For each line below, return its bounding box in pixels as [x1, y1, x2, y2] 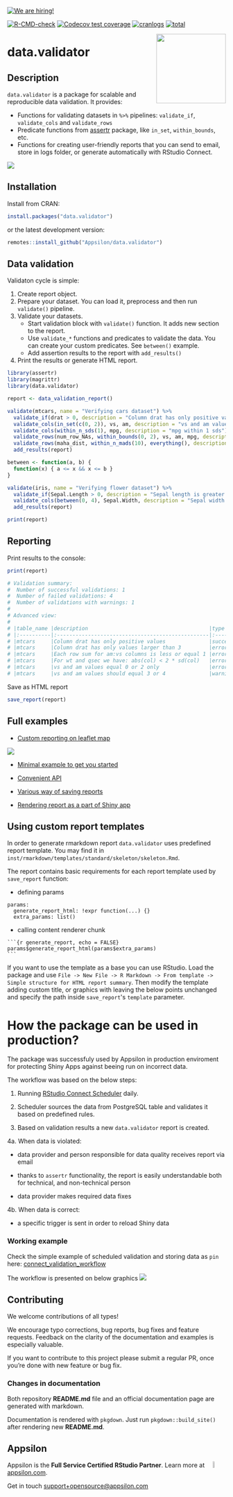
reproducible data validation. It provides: [7, 98, 123, 105]
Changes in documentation [7, 1378, 101, 1388]
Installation [7, 181, 57, 193]
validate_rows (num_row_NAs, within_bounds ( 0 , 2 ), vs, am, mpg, [13, 434, 200, 441]
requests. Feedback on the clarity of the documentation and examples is [7, 1333, 214, 1342]
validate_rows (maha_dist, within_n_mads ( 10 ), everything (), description [13, 440, 228, 447]
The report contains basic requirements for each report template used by [7, 868, 216, 876]
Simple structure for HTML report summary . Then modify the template [7, 979, 209, 987]
